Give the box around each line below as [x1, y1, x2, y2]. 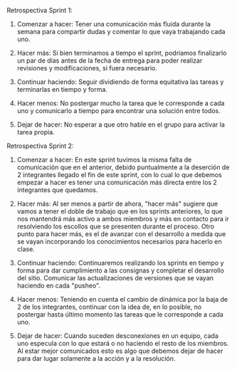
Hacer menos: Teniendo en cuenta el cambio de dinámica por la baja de [16, 295, 228, 303]
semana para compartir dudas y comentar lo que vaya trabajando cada [16, 28, 226, 36]
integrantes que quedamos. [16, 186, 98, 194]
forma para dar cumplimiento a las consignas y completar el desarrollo [16, 266, 225, 275]
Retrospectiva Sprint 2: [6, 142, 74, 150]
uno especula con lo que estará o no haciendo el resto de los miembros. [16, 339, 229, 347]
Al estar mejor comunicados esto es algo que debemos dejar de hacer [16, 347, 223, 355]
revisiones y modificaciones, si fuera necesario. [16, 64, 157, 72]
